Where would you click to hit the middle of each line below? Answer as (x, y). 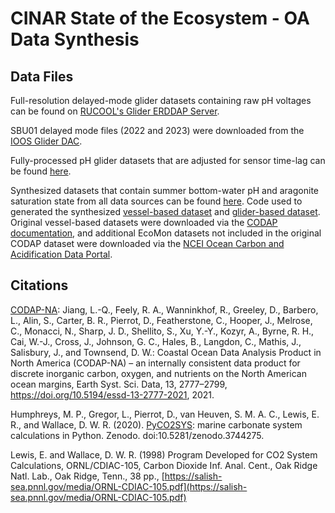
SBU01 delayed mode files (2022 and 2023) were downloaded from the (157, 130)
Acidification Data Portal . (61, 254)
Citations (39, 285)
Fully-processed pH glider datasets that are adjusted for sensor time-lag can (168, 160)
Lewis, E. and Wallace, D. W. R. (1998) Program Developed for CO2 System (164, 454)
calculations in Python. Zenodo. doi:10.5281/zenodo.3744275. (137, 435)
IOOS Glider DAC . (46, 141)
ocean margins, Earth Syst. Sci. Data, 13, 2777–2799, (119, 384)
